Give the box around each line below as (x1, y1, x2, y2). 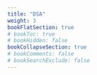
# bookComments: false (7, 51, 74, 58)
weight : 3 (7, 17, 37, 24)
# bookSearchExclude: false (7, 57, 91, 64)
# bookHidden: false (7, 37, 69, 44)
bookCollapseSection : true (7, 44, 87, 51)
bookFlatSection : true (7, 24, 74, 31)
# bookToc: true (7, 30, 55, 38)
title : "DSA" (7, 10, 46, 18)
